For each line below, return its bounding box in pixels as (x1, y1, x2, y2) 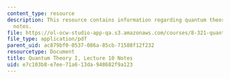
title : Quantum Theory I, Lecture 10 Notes (7, 55, 133, 62)
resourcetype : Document (7, 49, 75, 56)
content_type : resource (7, 10, 75, 17)
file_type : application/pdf (7, 36, 88, 43)
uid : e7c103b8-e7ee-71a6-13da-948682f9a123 (7, 61, 133, 68)
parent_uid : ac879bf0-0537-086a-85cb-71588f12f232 (7, 42, 155, 49)
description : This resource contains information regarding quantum (7, 16, 207, 23)
